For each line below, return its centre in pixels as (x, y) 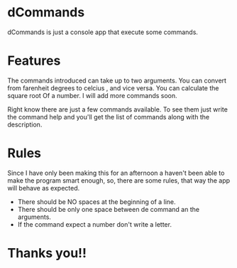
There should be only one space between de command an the (109, 209)
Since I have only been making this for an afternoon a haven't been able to (116, 173)
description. (25, 124)
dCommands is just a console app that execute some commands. (103, 32)
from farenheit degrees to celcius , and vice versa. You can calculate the (113, 88)
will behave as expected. (44, 188)
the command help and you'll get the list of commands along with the (109, 117)
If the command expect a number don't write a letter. (95, 224)
